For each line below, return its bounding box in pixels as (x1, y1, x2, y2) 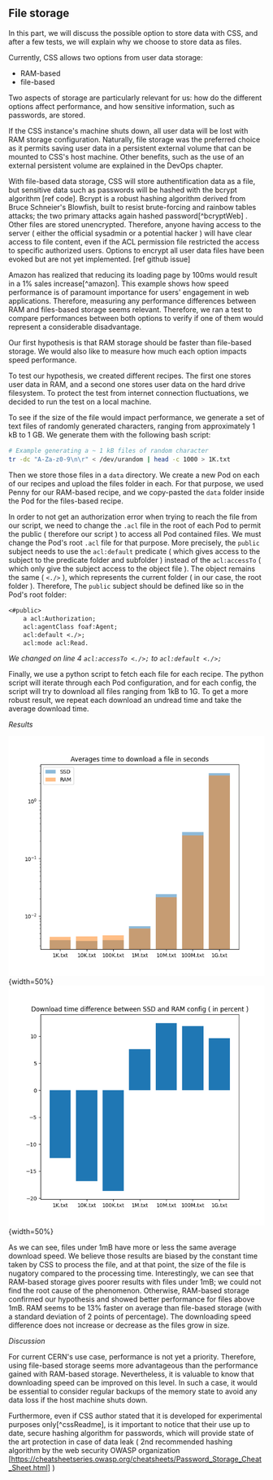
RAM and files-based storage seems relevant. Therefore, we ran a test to (8, 305, 253, 314)
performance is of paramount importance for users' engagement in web (8, 287, 249, 296)
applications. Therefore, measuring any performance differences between (8, 296, 257, 305)
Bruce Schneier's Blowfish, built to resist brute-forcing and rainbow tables (8, 202, 257, 212)
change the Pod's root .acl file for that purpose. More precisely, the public (8, 538, 260, 547)
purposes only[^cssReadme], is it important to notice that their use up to (8, 1420, 250, 1429)
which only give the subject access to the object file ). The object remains (8, 564, 256, 573)
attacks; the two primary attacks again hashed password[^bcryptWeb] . (8, 211, 248, 221)
